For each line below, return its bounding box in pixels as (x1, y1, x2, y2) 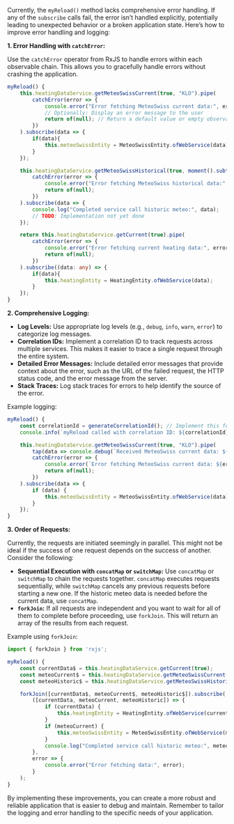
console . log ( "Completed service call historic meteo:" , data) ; (32, 205, 219, 213)
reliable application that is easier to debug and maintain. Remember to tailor (7, 801, 224, 809)
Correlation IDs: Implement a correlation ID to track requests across (17, 337, 213, 345)
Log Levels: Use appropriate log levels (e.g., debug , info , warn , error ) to (17, 322, 223, 330)
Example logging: (7, 403, 57, 410)
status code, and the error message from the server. (17, 374, 168, 382)
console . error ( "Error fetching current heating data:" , (44, 244, 210, 251)
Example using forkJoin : (7, 632, 78, 641)
